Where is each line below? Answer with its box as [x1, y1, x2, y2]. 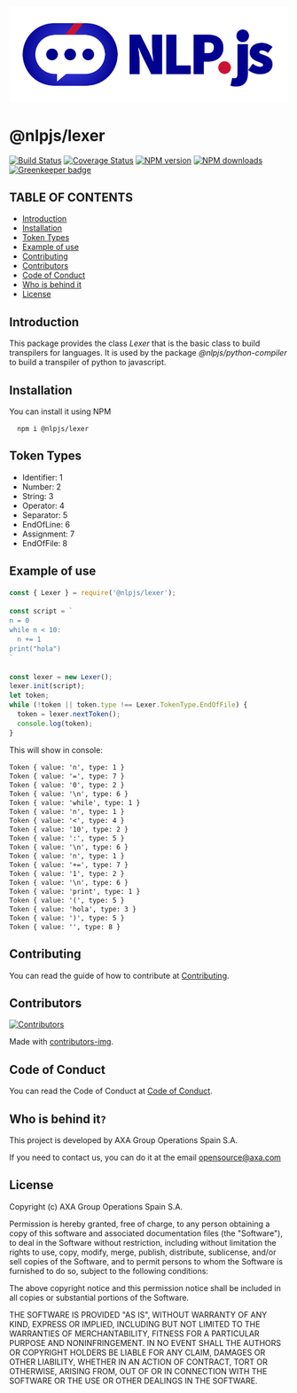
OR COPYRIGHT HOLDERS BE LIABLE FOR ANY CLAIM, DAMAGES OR [9, 1347, 266, 1358]
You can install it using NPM [9, 406, 112, 417]
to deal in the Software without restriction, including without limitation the [9, 1237, 277, 1248]
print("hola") [9, 644, 62, 653]
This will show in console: [9, 744, 104, 755]
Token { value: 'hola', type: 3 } [9, 904, 137, 913]
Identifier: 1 [21, 472, 64, 482]
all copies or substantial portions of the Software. [9, 1292, 189, 1303]
